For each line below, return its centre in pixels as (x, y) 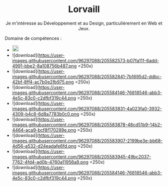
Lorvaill (84, 9)
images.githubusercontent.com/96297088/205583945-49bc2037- (81, 156)
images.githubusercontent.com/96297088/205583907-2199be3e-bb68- (87, 141)
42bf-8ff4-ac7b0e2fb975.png (43, 82)
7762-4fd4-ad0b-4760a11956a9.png (50, 162)
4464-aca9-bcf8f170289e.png (44, 130)
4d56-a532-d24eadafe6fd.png (44, 146)
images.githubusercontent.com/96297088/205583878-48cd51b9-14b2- (87, 125)
